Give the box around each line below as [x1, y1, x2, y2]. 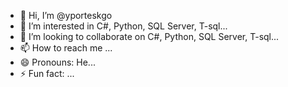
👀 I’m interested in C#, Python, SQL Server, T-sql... [19, 20, 228, 32]
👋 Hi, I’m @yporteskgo [19, 10, 113, 21]
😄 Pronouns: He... [19, 56, 96, 68]
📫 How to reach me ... [19, 42, 113, 54]
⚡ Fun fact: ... [19, 68, 75, 79]
